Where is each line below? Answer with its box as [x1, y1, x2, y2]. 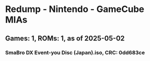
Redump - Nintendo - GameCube [5, 3, 144, 15]
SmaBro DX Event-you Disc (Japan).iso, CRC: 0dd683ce [5, 49, 145, 56]
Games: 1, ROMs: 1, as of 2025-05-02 [5, 34, 125, 42]
